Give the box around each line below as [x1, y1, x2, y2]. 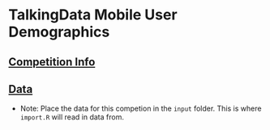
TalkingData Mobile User [8, 6, 178, 24]
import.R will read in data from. [19, 112, 124, 122]
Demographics [8, 23, 110, 41]
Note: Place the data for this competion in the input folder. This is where [19, 103, 262, 114]
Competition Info [8, 55, 96, 69]
